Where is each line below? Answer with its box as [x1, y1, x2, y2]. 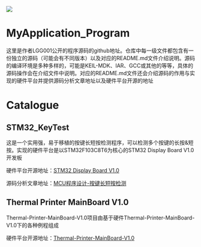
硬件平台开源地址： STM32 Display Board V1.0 [6, 166, 119, 174]
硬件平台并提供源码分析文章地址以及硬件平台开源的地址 [16, 77, 154, 84]
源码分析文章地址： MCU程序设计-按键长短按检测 [6, 179, 127, 186]
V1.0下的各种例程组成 [6, 221, 59, 228]
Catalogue [6, 99, 59, 112]
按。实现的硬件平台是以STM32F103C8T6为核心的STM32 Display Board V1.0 [6, 146, 194, 153]
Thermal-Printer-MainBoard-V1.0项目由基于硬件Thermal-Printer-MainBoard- [6, 214, 195, 221]
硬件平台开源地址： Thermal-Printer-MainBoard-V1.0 [6, 234, 135, 242]
